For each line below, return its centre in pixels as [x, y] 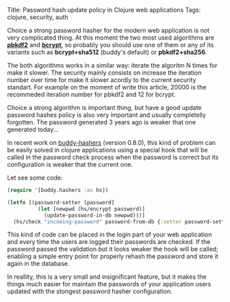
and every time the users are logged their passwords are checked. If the [109, 242]
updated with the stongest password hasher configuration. [90, 291]
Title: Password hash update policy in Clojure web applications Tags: [104, 10]
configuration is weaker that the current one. [70, 164]
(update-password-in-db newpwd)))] [94, 215]
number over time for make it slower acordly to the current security [102, 80]
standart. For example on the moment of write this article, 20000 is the [107, 87]
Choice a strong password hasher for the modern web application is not [108, 30]
